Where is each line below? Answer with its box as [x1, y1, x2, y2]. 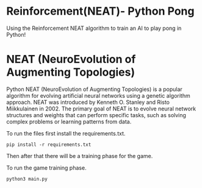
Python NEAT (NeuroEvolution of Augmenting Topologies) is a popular [6, 85, 183, 93]
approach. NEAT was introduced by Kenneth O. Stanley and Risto [6, 98, 170, 106]
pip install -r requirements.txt [6, 142, 92, 148]
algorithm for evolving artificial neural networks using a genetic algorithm [6, 92, 190, 99]
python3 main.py [6, 176, 48, 182]
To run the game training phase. [6, 164, 87, 172]
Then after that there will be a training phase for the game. [6, 152, 153, 159]
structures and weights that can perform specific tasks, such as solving [6, 111, 186, 118]
